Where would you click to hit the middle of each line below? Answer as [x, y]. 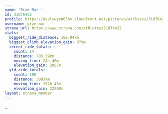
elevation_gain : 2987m [37, 65]
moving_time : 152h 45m [37, 84]
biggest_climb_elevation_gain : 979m [47, 42]
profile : [14, 19]
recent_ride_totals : [31, 47]
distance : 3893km [32, 79]
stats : [12, 33]
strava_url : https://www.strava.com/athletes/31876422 [63, 28]
